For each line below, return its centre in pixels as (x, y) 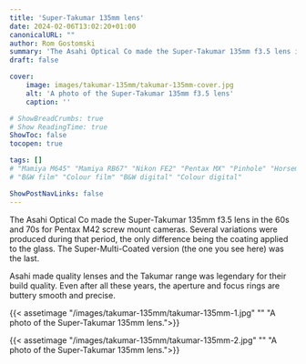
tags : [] (26, 160)
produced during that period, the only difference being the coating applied (149, 238)
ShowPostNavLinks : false (56, 193)
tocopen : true (36, 144)
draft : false (34, 60)
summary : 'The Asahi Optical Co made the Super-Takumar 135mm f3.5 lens (150, 52)
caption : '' (48, 102)
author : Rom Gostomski (52, 43)
